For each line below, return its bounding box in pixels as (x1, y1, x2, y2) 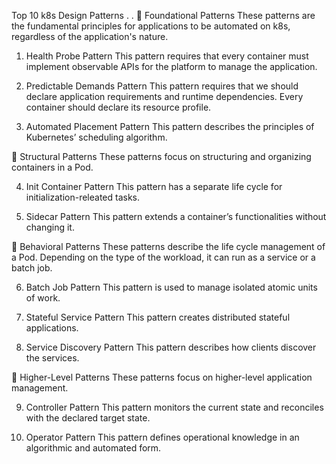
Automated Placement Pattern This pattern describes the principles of (25, 121, 315, 132)
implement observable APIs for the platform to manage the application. (25, 61, 318, 72)
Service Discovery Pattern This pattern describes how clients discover (25, 341, 317, 353)
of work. (25, 292, 61, 304)
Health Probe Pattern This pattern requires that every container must (25, 50, 309, 62)
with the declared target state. (25, 412, 151, 424)
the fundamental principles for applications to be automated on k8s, (11, 20, 291, 32)
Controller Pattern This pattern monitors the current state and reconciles (25, 401, 324, 413)
